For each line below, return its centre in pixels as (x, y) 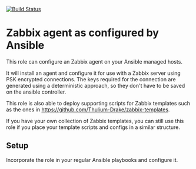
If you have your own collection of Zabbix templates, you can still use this (95, 121)
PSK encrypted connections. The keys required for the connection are (91, 79)
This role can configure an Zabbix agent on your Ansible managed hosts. (94, 61)
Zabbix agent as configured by (82, 33)
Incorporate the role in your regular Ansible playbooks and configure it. (92, 160)
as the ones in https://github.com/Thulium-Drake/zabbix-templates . (88, 110)
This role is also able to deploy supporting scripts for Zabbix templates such (98, 103)
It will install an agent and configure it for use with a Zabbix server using (93, 73)
